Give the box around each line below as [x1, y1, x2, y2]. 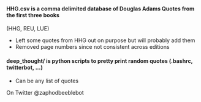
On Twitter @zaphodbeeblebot [6, 89, 84, 97]
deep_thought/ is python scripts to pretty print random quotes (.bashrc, [6, 57, 193, 64]
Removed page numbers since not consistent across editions [15, 43, 170, 51]
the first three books [6, 11, 60, 18]
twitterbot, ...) [6, 64, 43, 71]
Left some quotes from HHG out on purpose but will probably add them [15, 37, 195, 44]
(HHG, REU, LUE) [6, 25, 50, 32]
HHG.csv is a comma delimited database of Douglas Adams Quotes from [6, 5, 195, 12]
